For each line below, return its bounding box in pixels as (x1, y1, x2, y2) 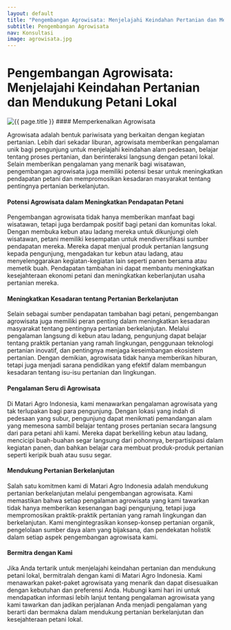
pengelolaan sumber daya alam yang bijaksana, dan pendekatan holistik (7, 525, 211, 534)
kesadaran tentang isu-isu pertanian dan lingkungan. (7, 368, 157, 377)
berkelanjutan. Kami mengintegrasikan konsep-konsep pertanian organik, (7, 518, 215, 527)
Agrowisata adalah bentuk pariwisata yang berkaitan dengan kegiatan (7, 131, 205, 139)
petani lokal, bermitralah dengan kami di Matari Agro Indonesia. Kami (7, 571, 203, 580)
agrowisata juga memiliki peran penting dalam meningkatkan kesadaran (7, 317, 210, 326)
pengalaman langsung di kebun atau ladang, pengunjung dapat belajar (7, 332, 207, 340)
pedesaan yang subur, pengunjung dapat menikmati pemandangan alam (7, 414, 212, 422)
